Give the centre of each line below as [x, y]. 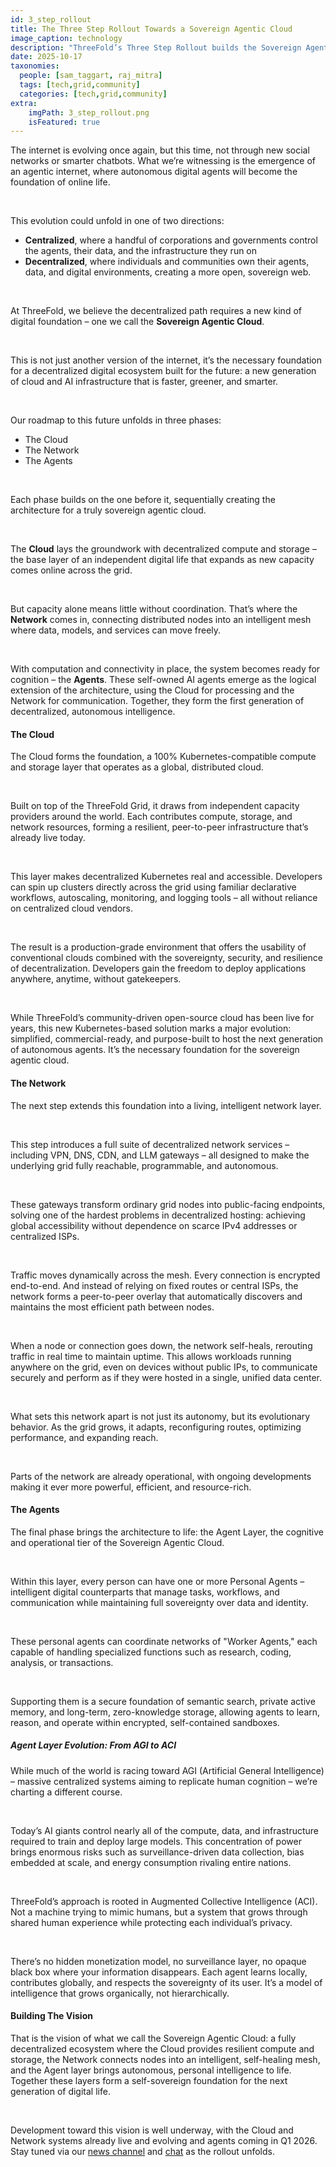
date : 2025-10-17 [46, 57]
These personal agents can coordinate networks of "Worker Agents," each [164, 1641]
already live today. [48, 838]
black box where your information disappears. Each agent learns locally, [159, 1972]
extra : [24, 103]
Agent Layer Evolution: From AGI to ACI [93, 1745]
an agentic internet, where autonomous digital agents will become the [154, 172]
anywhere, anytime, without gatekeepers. [96, 979]
